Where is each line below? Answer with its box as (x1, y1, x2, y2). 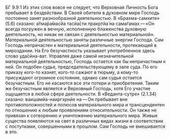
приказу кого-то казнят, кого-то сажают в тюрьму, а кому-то (5, 69, 138, 75)
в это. (5, 129, 18, 134)
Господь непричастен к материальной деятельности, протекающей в (5, 42, 157, 48)
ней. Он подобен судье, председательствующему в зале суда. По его (5, 64, 158, 70)
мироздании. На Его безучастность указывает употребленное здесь (5, 48, 155, 53)
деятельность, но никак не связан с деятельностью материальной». (5, 32, 155, 37)
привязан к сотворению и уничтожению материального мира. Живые (5, 113, 158, 119)
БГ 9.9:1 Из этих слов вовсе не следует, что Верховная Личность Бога (5, 5, 158, 10)
